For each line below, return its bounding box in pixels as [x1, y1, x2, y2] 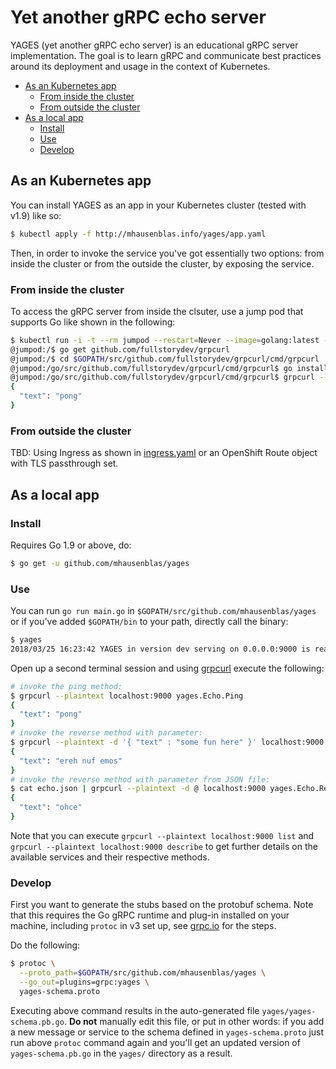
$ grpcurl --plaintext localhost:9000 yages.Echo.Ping [10, 691, 244, 701]
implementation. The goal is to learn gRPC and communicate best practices [10, 49, 322, 61]
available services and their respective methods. [10, 851, 210, 863]
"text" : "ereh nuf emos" [19, 756, 123, 766]
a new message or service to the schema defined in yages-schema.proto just [10, 1026, 325, 1038]
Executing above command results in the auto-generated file [10, 1004, 260, 1016]
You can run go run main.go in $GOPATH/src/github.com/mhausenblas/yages [10, 605, 317, 617]
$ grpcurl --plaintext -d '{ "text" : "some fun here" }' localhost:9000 [10, 737, 325, 748]
